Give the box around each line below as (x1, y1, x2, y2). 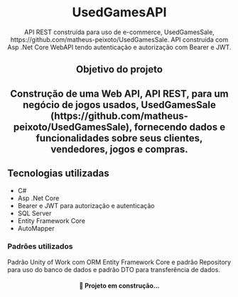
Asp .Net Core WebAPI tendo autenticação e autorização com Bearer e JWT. (7, 43, 232, 51)
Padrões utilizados (7, 242, 73, 252)
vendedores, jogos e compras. (50, 143, 188, 155)
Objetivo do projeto (75, 63, 163, 75)
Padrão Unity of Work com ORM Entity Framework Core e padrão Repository (7, 257, 232, 266)
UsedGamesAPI (72, 4, 167, 21)
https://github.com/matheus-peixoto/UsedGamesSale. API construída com (10, 35, 229, 43)
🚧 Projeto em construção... (79, 281, 160, 290)
